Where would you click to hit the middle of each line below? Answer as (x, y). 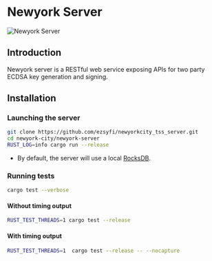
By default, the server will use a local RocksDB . (84, 158)
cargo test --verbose (38, 190)
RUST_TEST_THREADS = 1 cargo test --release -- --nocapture (94, 251)
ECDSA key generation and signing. (57, 76)
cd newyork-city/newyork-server (53, 138)
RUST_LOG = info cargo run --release (58, 145)
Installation (32, 98)
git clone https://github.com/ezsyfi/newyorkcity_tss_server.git (103, 132)
